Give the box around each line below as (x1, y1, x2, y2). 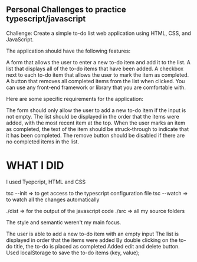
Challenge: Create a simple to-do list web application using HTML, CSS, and (6, 30, 191, 37)
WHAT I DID (6, 159, 64, 172)
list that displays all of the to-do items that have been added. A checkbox (6, 65, 184, 72)
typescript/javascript (6, 14, 86, 24)
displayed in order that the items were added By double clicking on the (6, 236, 178, 244)
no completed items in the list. (6, 138, 80, 145)
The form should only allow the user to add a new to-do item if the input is (6, 106, 186, 114)
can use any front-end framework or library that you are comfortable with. (6, 84, 186, 91)
